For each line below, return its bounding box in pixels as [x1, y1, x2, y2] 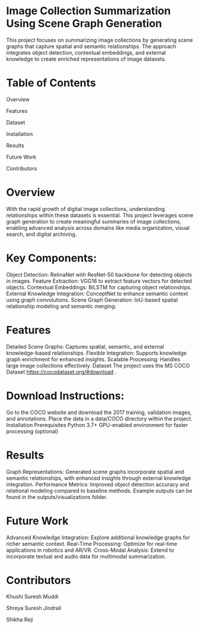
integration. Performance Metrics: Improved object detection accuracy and [6, 481, 189, 488]
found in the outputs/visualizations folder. [6, 493, 108, 500]
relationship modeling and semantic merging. [6, 302, 117, 309]
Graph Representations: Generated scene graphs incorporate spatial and [6, 468, 184, 475]
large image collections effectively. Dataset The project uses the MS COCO [6, 362, 190, 369]
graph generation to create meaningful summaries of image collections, [6, 218, 182, 225]
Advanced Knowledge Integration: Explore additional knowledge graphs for [6, 533, 190, 541]
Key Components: [6, 251, 97, 265]
